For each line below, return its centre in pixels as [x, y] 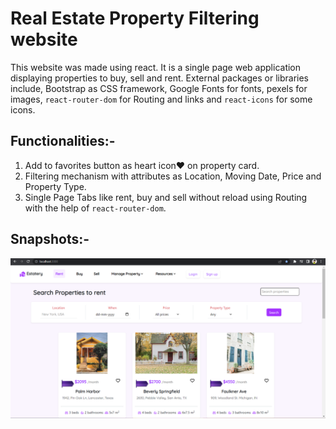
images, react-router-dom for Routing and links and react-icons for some [161, 99]
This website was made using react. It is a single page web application [156, 67]
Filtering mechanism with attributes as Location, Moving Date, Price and [173, 176]
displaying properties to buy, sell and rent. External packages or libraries [160, 78]
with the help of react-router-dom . [95, 208]
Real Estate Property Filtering [135, 18]
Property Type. [55, 186]
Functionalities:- [63, 141]
